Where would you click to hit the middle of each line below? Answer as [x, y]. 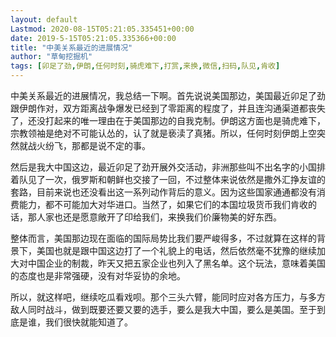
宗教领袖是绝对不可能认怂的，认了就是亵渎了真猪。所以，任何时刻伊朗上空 [163, 133]
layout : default [44, 19]
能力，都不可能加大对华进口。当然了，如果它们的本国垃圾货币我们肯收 [163, 204]
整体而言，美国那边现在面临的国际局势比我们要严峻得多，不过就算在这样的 [163, 238]
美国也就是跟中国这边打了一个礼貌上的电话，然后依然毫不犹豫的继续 [176, 250]
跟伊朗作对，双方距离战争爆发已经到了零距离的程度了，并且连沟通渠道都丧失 [168, 108]
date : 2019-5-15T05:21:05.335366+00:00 [93, 38]
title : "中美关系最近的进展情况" [71, 47]
